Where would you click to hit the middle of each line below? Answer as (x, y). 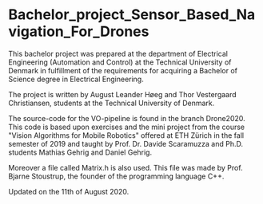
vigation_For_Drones (79, 31)
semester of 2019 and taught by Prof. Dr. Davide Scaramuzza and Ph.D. (126, 143)
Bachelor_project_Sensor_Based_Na (132, 15)
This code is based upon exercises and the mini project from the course (127, 127)
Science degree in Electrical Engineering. (76, 79)
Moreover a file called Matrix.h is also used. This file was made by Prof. (126, 167)
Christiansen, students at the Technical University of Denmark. (112, 103)
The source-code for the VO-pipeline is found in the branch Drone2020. (127, 118)
